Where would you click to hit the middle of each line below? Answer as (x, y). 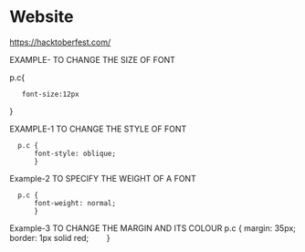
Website (42, 17)
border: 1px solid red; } (60, 237)
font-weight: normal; (75, 203)
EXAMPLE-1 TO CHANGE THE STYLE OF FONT (98, 129)
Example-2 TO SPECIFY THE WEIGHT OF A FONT (103, 178)
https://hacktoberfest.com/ (60, 42)
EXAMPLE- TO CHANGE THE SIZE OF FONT (92, 59)
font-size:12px (50, 94)
